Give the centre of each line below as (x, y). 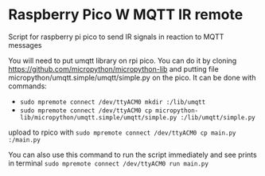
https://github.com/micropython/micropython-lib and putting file (113, 68)
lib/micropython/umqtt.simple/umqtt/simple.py (98, 117)
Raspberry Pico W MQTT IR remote (126, 15)
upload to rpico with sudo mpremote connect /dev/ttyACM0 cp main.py (122, 132)
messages (25, 45)
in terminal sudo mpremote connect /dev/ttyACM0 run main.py (109, 163)
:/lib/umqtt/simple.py (218, 117)
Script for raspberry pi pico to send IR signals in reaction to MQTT (116, 37)
